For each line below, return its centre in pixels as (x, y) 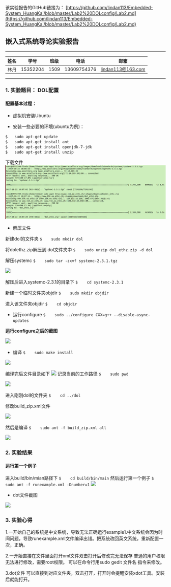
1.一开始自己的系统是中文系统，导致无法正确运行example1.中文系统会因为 (82, 532)
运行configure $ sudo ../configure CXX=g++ (62, 315)
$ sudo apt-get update (32, 137)
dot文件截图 (25, 495)
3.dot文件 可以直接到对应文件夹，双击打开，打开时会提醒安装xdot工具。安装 (85, 573)
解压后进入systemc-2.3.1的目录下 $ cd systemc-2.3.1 (64, 282)
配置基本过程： (21, 103)
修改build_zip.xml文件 (28, 406)
